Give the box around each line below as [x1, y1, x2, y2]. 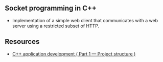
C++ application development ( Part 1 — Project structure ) [12, 50, 136, 57]
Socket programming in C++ [5, 4, 97, 13]
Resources [5, 37, 40, 46]
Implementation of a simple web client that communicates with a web [12, 17, 158, 23]
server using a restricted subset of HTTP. [12, 23, 100, 29]
